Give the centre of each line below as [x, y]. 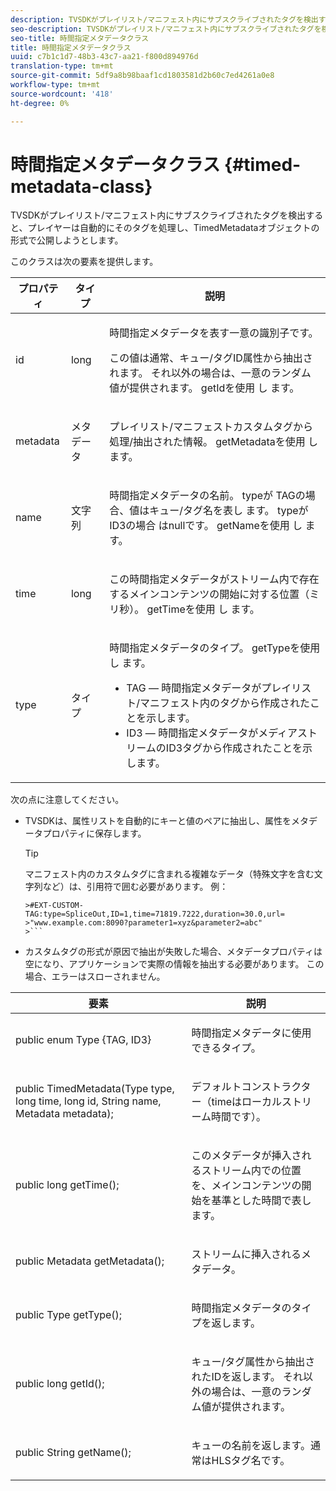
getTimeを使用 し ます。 [203, 609]
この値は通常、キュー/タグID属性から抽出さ [211, 358]
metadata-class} [81, 186]
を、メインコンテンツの [246, 1186]
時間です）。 [239, 1117]
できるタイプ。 [226, 1048]
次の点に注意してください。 [67, 800]
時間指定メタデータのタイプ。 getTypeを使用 [215, 648]
